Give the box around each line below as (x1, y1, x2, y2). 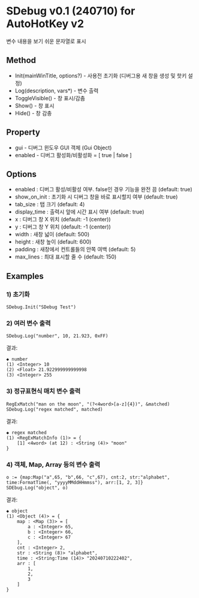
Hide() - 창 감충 (14, 109, 52, 116)
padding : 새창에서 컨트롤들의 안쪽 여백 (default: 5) (14, 246, 136, 253)
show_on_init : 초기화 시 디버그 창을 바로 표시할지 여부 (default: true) (14, 193, 178, 200)
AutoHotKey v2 (6, 17, 85, 31)
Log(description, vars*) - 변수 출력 (14, 87, 99, 94)
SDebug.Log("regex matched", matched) (6, 406, 103, 412)
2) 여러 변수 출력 (6, 319, 51, 327)
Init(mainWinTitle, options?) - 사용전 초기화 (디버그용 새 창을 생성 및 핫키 (14, 72, 187, 79)
